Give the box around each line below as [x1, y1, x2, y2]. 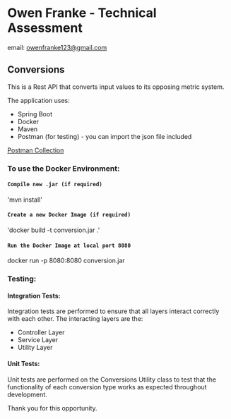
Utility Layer [17, 344, 53, 352]
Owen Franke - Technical [7, 5, 157, 21]
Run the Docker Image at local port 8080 [7, 242, 131, 249]
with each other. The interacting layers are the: [7, 315, 143, 323]
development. [7, 390, 47, 399]
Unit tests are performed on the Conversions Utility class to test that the [7, 375, 217, 384]
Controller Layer [17, 328, 65, 336]
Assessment [7, 20, 83, 36]
